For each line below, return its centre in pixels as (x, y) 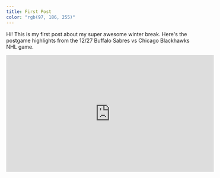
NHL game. (20, 47)
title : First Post (29, 12)
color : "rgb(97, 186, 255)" (41, 17)
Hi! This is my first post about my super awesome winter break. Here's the (97, 34)
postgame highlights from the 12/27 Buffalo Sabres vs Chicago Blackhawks (98, 40)
